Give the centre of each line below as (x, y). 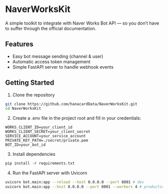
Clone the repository (33, 95)
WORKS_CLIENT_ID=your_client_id (39, 127)
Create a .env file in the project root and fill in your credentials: (77, 118)
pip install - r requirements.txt (40, 163)
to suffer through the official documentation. (51, 28)
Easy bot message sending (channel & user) (58, 56)
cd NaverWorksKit (23, 109)
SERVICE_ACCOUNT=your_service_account (45, 136)
